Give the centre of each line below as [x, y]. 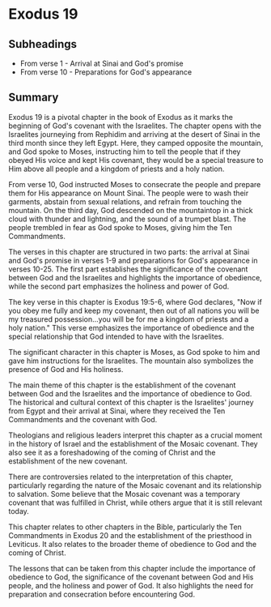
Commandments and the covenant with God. [83, 419]
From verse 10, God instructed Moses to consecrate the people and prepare [135, 184]
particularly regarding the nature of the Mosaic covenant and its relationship [135, 485]
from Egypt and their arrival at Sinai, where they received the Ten [117, 411]
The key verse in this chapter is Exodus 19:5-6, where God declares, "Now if [135, 301]
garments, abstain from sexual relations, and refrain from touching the [125, 201]
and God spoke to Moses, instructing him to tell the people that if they [125, 152]
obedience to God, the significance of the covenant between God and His [131, 577]
